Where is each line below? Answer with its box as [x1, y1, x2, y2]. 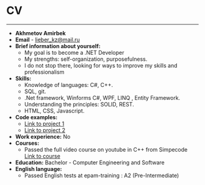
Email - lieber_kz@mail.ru [15, 36, 81, 43]
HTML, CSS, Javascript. [24, 107, 85, 114]
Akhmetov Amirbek [15, 29, 66, 37]
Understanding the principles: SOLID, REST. [24, 100, 134, 108]
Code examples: [15, 113, 58, 120]
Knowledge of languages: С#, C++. [24, 81, 113, 88]
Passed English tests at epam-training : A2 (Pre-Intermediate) [24, 172, 179, 179]
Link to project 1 [24, 120, 65, 127]
